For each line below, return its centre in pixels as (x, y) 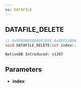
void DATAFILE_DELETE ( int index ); (41, 45)
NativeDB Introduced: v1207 (34, 55)
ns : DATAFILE (19, 10)
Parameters (24, 69)
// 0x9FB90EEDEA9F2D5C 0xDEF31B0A (41, 41)
